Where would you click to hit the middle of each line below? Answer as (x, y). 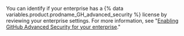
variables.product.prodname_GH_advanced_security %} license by (86, 15)
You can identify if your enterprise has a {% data (65, 8)
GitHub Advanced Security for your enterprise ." (64, 27)
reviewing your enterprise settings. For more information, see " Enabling (92, 21)
